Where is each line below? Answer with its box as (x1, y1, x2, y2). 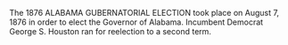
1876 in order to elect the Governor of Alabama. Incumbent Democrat (9, 17, 264, 27)
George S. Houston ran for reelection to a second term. (9, 26, 212, 36)
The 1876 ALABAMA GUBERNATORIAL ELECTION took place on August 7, (9, 8, 279, 18)
